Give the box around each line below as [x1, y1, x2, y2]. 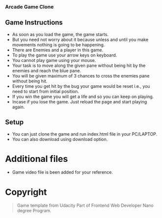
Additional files [5, 153, 68, 164]
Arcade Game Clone [5, 3, 54, 10]
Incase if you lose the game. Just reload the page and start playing [12, 99, 147, 104]
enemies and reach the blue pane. [12, 67, 81, 74]
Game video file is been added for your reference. [12, 169, 114, 175]
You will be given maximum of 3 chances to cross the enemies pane [12, 73, 150, 79]
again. [12, 104, 25, 110]
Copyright [5, 186, 47, 198]
